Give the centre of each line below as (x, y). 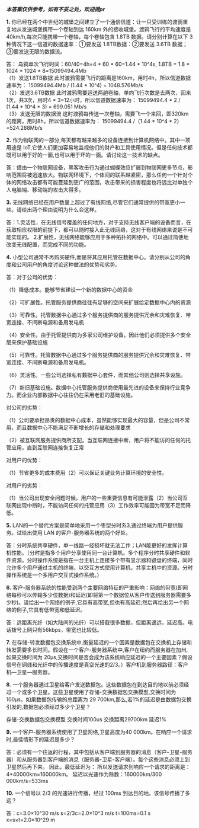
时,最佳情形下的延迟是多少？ (41, 739)
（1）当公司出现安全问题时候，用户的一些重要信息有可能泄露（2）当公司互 (97, 498)
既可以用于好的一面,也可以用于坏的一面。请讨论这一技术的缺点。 (85, 155)
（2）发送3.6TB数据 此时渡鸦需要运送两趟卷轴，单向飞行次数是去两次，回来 (99, 92)
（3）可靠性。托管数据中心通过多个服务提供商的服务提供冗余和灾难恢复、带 (99, 315)
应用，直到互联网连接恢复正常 (47, 447)
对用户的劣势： (24, 485)
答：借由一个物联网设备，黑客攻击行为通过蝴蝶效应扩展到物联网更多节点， (97, 167)
